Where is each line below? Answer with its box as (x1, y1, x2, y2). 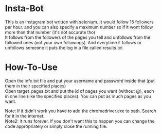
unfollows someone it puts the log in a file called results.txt (5, 45, 123, 50)
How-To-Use (5, 62, 58, 73)
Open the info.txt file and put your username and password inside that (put (5, 78, 155, 84)
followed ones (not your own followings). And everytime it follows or (5, 39, 142, 45)
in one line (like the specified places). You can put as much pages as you (5, 93, 151, 99)
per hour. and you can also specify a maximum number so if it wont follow (5, 24, 153, 30)
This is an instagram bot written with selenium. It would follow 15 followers (5, 19, 154, 25)
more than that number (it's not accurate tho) (5, 29, 96, 35)
